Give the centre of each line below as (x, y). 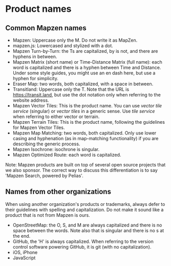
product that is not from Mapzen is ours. (48, 215)
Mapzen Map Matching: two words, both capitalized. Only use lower (84, 133)
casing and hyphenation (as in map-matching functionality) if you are (85, 138)
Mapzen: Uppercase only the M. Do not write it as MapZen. (75, 40)
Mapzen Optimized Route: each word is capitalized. (67, 155)
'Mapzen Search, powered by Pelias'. (44, 176)
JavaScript (24, 258)
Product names (38, 9)
